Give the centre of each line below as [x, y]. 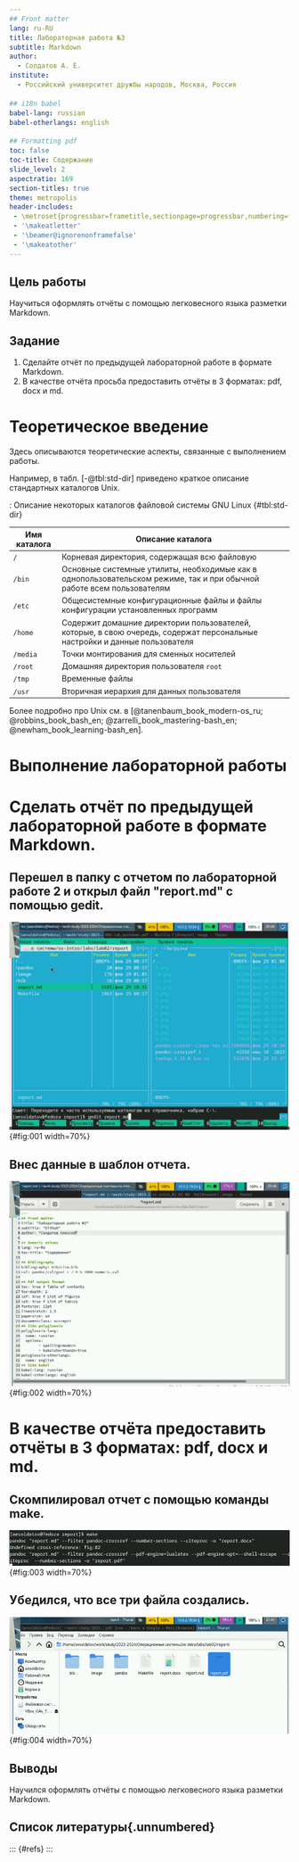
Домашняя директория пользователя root [142, 666]
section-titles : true [49, 188]
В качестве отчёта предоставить [138, 1429]
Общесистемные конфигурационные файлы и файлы [162, 600]
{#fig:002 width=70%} [51, 1393]
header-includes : [41, 207]
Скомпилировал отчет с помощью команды [139, 1499]
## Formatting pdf [43, 141]
